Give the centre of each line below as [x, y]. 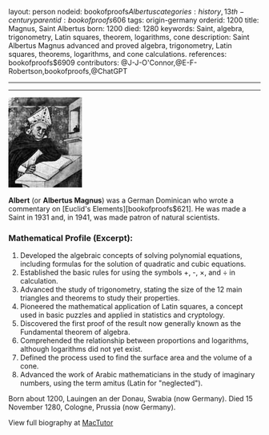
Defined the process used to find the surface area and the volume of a [136, 358]
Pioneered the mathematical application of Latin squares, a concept [131, 307]
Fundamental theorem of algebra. [75, 332]
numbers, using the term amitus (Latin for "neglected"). [111, 383]
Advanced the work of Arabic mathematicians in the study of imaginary [137, 375]
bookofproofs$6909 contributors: [64, 62]
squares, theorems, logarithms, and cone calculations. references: [117, 54]
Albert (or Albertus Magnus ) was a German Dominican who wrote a [121, 200]
